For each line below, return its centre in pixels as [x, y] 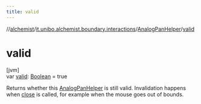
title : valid [23, 12]
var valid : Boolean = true [37, 76]
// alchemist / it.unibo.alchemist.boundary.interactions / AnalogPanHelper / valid [101, 29]
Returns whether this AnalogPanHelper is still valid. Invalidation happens [96, 88]
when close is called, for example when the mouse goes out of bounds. [95, 94]
